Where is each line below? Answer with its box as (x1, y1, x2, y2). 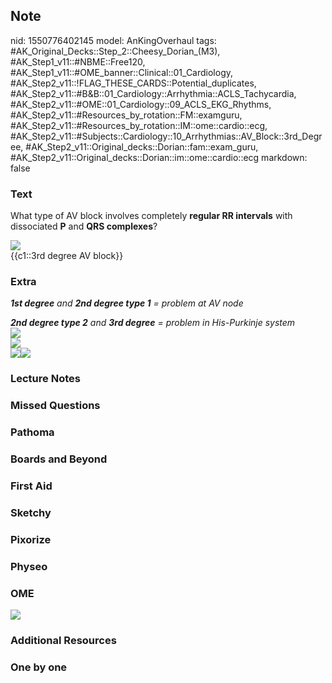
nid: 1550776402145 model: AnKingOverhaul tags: (10, 34, 217, 46)
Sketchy (10, 505, 52, 519)
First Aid (10, 479, 53, 493)
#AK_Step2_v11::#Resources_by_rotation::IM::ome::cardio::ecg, (10, 119, 268, 131)
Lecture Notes (10, 372, 81, 386)
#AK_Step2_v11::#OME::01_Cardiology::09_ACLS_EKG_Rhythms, (10, 98, 272, 110)
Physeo (10, 559, 48, 573)
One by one (10, 660, 68, 674)
